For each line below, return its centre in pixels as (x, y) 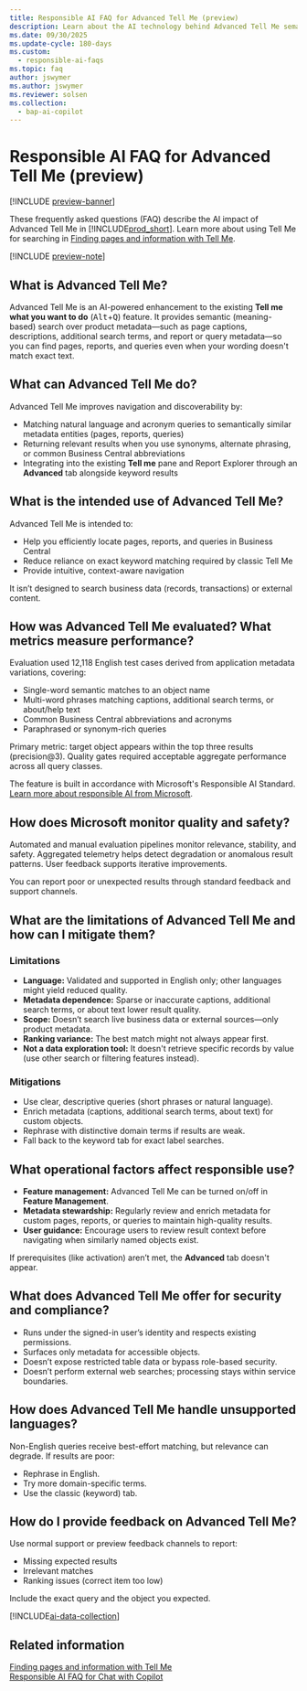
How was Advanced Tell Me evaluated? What (140, 627)
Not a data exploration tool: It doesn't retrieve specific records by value (158, 1048)
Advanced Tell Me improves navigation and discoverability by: (126, 406)
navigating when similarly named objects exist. (111, 1240)
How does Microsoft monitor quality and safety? (150, 823)
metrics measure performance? (102, 641)
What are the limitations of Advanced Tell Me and (153, 920)
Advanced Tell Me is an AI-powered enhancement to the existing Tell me (146, 307)
